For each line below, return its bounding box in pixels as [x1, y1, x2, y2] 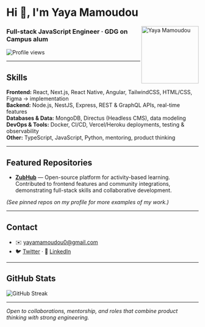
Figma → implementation [6, 95, 69, 103]
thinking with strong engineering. [6, 314, 90, 321]
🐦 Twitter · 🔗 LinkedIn [15, 248, 71, 255]
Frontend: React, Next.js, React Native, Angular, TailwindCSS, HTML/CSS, [6, 89, 193, 96]
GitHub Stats [6, 273, 56, 284]
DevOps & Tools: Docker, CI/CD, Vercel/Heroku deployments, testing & [6, 121, 185, 128]
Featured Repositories [6, 157, 93, 167]
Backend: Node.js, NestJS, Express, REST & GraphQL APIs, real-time [6, 101, 181, 109]
